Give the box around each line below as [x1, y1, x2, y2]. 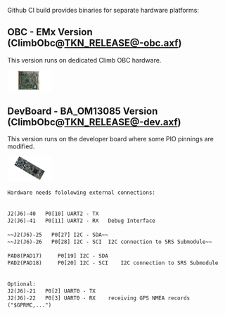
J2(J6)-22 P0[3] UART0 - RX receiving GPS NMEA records [7, 295, 191, 302]
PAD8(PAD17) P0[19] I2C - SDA [7, 252, 109, 259]
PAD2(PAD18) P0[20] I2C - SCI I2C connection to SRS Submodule [7, 259, 219, 266]
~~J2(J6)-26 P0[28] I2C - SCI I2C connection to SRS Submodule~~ [7, 238, 212, 245]
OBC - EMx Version [7, 26, 93, 38]
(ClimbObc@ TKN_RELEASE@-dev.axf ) [7, 116, 181, 128]
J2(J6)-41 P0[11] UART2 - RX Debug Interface [7, 217, 156, 224]
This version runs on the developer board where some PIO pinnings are [7, 135, 214, 143]
